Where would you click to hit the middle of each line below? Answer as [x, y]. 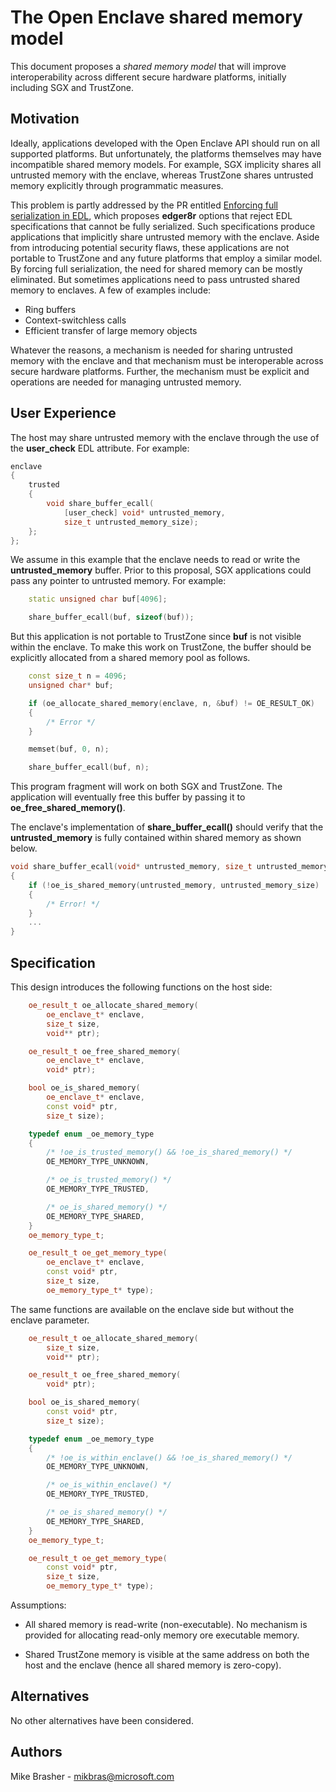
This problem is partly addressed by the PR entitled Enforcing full [144, 205]
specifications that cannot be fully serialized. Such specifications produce [163, 226]
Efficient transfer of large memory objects [111, 330]
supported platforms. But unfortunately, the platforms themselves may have [166, 153]
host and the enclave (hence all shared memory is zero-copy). [153, 1665]
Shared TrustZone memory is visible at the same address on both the [167, 1654]
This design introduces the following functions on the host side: [141, 987]
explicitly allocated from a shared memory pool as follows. [130, 658]
